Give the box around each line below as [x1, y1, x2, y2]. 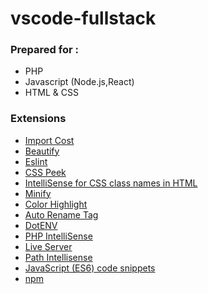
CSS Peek [24, 166, 67, 178]
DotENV [24, 219, 58, 231]
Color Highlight [24, 198, 88, 210]
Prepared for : [10, 43, 79, 57]
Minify [24, 187, 52, 199]
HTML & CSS [24, 87, 79, 99]
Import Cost [24, 134, 75, 146]
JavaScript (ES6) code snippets [24, 262, 156, 274]
